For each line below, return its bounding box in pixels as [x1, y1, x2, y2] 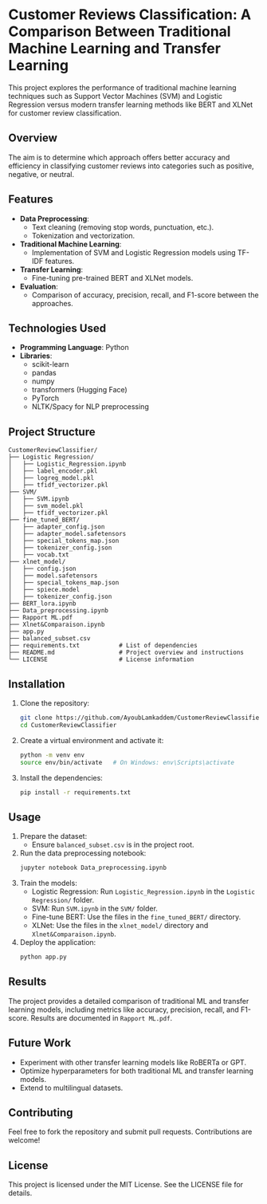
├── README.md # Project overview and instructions [8, 648, 245, 657]
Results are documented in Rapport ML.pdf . [30, 1013, 173, 1022]
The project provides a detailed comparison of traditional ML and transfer [8, 996, 249, 1005]
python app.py [19, 953, 67, 962]
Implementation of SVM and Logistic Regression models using [31, 247, 237, 257]
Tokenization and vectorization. [31, 230, 135, 240]
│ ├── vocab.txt [8, 551, 69, 559]
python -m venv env [19, 751, 85, 759]
